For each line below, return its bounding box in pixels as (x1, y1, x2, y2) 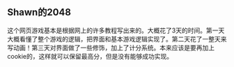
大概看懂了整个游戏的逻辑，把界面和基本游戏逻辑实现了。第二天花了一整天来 (7, 35, 227, 43)
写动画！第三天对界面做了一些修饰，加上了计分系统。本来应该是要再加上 (7, 44, 214, 52)
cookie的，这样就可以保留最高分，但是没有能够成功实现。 (7, 52, 173, 60)
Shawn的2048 (7, 6, 72, 19)
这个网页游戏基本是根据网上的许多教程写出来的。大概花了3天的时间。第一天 (7, 26, 225, 35)
